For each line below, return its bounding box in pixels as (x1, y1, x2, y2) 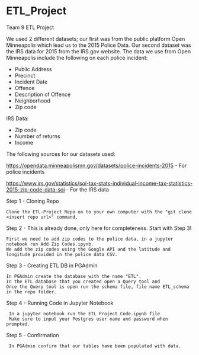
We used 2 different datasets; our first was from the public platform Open (6, 35, 185, 42)
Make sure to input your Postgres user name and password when (8, 316, 168, 322)
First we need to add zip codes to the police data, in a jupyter (6, 236, 174, 242)
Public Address (14, 65, 52, 72)
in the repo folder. (6, 289, 57, 295)
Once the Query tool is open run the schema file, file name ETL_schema (6, 283, 190, 290)
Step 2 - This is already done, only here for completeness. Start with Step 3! (6, 224, 192, 232)
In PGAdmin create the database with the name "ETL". (6, 273, 142, 279)
